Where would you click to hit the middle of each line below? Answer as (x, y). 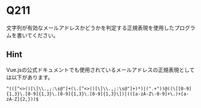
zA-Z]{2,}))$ (22, 99)
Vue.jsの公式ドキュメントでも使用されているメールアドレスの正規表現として (100, 70)
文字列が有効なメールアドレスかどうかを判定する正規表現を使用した (90, 28)
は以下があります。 (30, 77)
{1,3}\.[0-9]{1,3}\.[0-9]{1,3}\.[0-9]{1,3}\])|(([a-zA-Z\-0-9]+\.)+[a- (97, 94)
